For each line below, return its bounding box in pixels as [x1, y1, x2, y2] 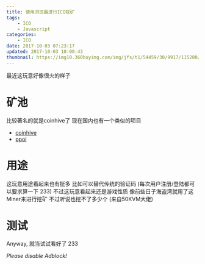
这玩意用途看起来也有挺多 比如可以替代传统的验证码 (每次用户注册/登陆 [6, 180, 185, 187]
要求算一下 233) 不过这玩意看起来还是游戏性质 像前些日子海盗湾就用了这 [11, 187, 194, 195]
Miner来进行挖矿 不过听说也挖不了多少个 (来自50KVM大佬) [6, 195, 154, 202]
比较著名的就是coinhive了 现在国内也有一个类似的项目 [6, 116, 142, 124]
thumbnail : [6, 54, 34, 60]
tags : [6, 15, 20, 21]
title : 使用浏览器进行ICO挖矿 [6, 9, 75, 15]
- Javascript [17, 26, 51, 32]
